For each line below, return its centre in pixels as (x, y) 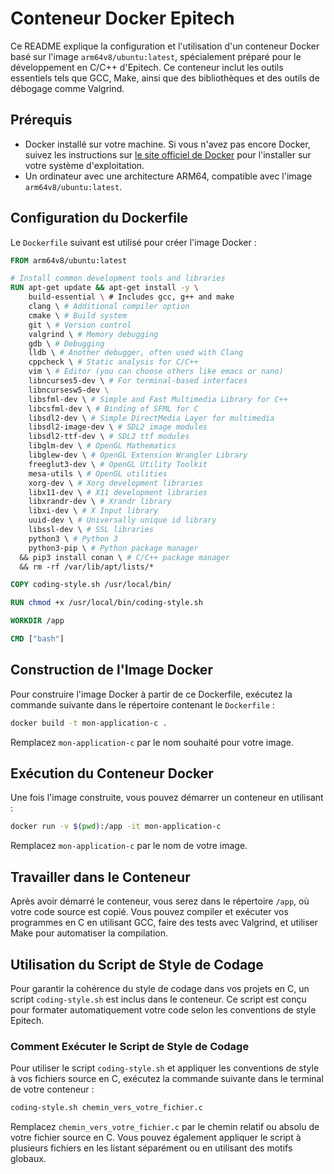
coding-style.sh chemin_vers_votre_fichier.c (106, 1108)
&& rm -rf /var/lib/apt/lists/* (87, 567)
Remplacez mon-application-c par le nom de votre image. (129, 846)
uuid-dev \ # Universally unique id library (122, 520)
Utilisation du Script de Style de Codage (137, 964)
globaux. (28, 1159)
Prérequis (41, 120)
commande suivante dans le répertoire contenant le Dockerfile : (142, 704)
